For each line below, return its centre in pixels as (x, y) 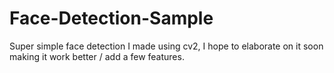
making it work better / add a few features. (97, 56)
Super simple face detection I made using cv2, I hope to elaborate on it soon (166, 46)
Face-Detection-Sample (111, 18)
